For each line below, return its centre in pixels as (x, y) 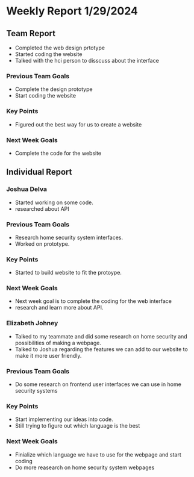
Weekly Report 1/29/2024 (72, 11)
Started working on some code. (54, 202)
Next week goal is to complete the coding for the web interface (93, 301)
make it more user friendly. (48, 355)
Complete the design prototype (54, 89)
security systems (36, 391)
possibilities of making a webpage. (58, 343)
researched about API (42, 208)
